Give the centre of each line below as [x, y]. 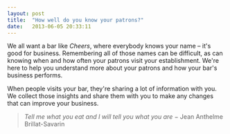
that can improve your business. [53, 104]
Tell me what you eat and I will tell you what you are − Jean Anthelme [124, 117]
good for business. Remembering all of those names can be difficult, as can [115, 53]
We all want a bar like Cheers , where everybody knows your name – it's [109, 46]
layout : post [26, 13]
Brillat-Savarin [44, 124]
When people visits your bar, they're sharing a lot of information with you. [112, 89]
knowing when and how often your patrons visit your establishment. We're [113, 61]
